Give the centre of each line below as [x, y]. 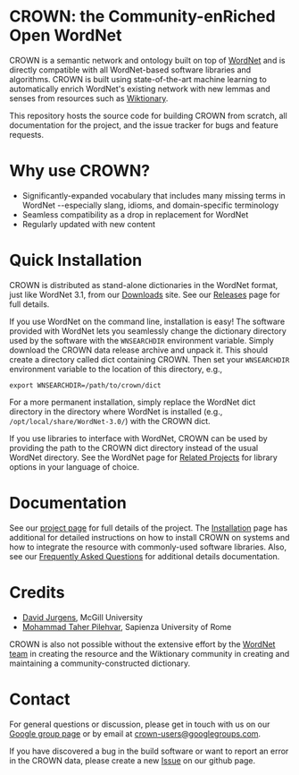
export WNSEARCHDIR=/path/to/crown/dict [86, 385]
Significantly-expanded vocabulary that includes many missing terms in [154, 195]
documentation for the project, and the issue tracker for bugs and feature [144, 125]
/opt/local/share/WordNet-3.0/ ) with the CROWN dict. [110, 421]
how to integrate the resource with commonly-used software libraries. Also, [148, 547]
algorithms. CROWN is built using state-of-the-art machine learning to [138, 79]
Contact [40, 699]
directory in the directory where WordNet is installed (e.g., [116, 411]
